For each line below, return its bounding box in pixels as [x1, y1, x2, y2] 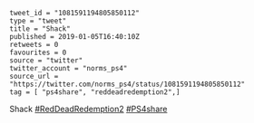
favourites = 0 [9, 48, 67, 57]
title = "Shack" [9, 24, 71, 33]
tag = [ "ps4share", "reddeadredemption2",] [9, 88, 181, 97]
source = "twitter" [9, 56, 83, 65]
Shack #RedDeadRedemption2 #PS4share [9, 104, 168, 114]
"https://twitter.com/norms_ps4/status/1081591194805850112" [9, 80, 246, 89]
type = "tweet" [9, 16, 67, 25]
